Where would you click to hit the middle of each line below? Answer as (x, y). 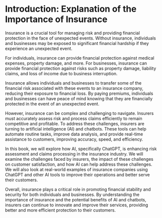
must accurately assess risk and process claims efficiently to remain (74, 118)
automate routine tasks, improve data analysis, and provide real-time (74, 134)
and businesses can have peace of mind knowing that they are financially (79, 98)
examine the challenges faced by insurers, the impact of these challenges (79, 159)
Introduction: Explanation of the (71, 9)
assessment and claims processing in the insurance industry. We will (74, 154)
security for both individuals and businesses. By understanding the (72, 195)
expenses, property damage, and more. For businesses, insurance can (76, 63)
